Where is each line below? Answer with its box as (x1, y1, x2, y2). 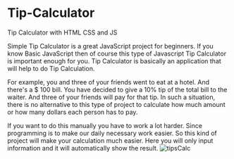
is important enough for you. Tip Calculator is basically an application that (7, 56, 222, 65)
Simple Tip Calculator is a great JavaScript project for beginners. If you (7, 42, 214, 50)
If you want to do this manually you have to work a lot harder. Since (7, 121, 203, 129)
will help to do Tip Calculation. (7, 64, 95, 72)
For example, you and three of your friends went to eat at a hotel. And (7, 77, 210, 86)
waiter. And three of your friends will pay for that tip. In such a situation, (7, 93, 216, 101)
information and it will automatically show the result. (7, 144, 159, 152)
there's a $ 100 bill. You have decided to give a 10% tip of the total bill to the (7, 85, 228, 94)
